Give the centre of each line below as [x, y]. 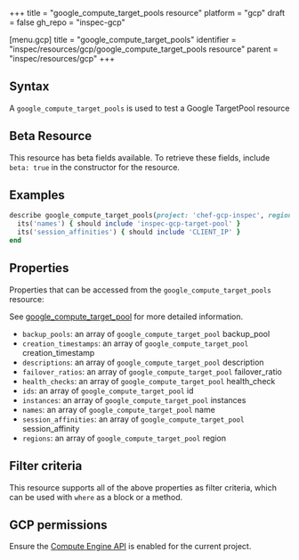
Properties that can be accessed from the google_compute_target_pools [140, 290]
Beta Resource [51, 136]
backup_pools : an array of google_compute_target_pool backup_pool [146, 334]
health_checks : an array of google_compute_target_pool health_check [149, 381]
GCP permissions [59, 525]
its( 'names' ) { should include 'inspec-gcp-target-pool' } [129, 224]
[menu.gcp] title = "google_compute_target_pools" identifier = [123, 40]
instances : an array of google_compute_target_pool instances [134, 399]
